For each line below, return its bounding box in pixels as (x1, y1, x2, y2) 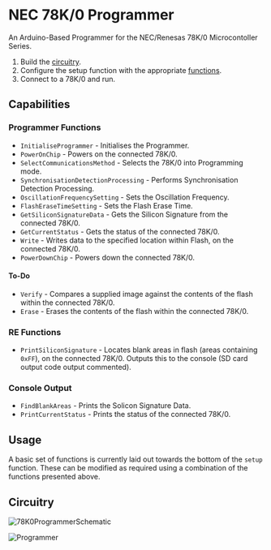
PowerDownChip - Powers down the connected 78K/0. (19, 252, 196, 262)
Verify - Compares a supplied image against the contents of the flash (19, 289, 254, 299)
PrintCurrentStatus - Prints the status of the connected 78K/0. (19, 410, 231, 419)
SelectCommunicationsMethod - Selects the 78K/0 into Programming (19, 157, 243, 167)
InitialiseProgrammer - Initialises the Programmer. (19, 140, 190, 150)
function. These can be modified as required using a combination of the (8, 463, 248, 473)
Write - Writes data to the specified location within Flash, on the (19, 235, 234, 245)
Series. (8, 41, 32, 50)
